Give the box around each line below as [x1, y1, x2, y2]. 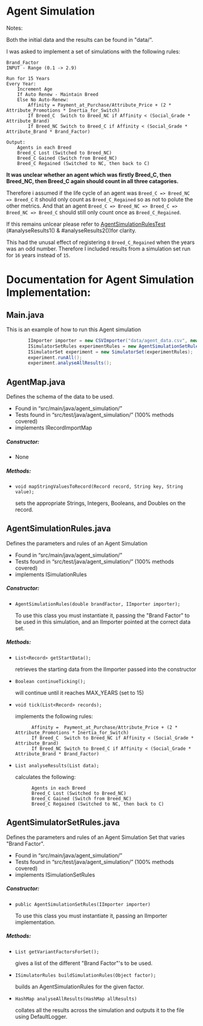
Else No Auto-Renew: [17, 96, 69, 103]
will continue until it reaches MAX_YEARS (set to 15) [14, 689, 144, 696]
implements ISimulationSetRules [14, 871, 95, 878]
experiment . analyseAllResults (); [28, 360, 112, 366]
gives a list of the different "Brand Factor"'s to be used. [14, 959, 153, 967]
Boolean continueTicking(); [14, 678, 86, 684]
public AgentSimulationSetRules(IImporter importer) [14, 901, 151, 908]
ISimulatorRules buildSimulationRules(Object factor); [14, 972, 156, 978]
